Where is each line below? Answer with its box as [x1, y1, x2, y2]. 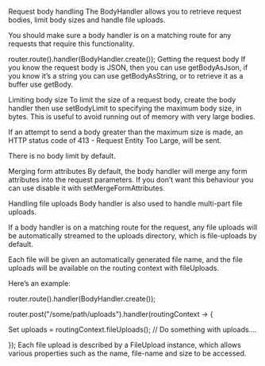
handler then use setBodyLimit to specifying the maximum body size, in [8, 103, 242, 113]
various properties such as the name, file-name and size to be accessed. [8, 349, 247, 358]
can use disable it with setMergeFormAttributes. [8, 183, 165, 193]
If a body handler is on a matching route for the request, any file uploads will [8, 222, 258, 232]
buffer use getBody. [8, 79, 74, 89]
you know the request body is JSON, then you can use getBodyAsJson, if [8, 63, 248, 72]
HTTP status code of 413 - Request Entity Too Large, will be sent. [8, 136, 222, 145]
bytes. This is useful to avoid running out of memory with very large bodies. [8, 112, 255, 121]
